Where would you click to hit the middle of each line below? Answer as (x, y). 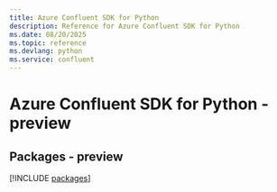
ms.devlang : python (46, 51)
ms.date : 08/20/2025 (48, 34)
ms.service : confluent (52, 59)
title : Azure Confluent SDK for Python (84, 18)
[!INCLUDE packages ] (50, 178)
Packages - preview (66, 156)
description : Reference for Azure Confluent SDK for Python (125, 26)
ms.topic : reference (48, 43)
